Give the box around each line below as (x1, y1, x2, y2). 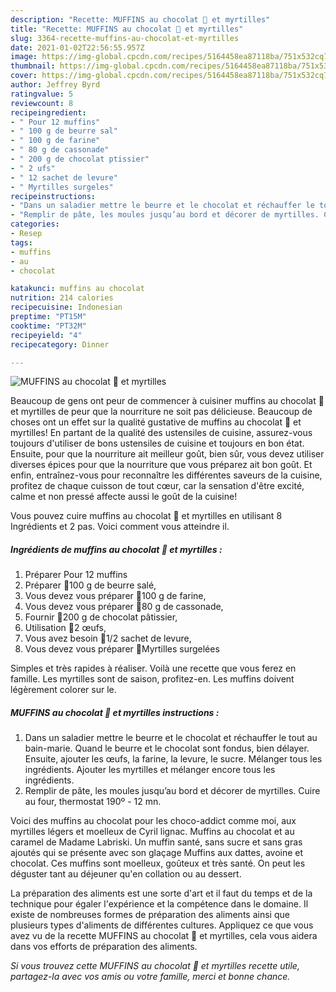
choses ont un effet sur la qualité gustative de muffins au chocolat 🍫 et (10, 416, 302, 428)
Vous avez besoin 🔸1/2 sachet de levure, (24, 632, 192, 645)
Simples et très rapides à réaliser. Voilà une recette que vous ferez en (10, 662, 297, 675)
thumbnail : (10, 61, 56, 71)
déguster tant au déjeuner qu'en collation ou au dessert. (10, 868, 242, 880)
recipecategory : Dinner (10, 339, 110, 350)
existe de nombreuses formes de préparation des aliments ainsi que (10, 909, 290, 921)
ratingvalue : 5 (10, 89, 74, 99)
